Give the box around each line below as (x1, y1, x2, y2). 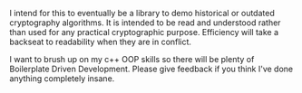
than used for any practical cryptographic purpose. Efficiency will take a (9, 27, 279, 37)
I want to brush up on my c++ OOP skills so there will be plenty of (9, 54, 255, 64)
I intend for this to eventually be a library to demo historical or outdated (9, 8, 275, 18)
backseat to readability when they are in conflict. (9, 36, 192, 47)
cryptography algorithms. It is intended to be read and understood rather (9, 17, 281, 28)
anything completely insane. (9, 73, 115, 84)
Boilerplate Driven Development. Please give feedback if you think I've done (9, 63, 293, 74)
